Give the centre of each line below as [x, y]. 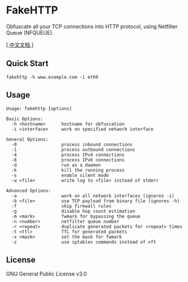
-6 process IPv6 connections [68, 160]
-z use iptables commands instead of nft [84, 242]
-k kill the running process [68, 170]
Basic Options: [25, 119]
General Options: [27, 139]
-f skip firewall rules [61, 206]
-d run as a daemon [56, 165]
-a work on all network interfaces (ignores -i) [93, 196]
